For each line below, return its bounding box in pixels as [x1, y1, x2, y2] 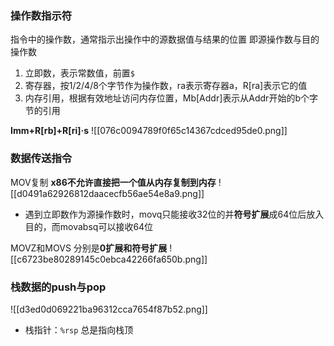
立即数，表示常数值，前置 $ [24, 67, 135, 79]
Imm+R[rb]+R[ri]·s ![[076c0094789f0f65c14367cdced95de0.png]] [10, 125, 288, 137]
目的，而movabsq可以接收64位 [24, 220, 154, 232]
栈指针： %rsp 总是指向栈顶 [24, 323, 134, 336]
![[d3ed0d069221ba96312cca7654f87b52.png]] [10, 303, 208, 315]
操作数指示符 [10, 8, 73, 22]
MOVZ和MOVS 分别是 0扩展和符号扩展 [10, 242, 168, 254]
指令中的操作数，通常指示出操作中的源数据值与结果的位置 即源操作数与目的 [10, 33, 320, 46]
